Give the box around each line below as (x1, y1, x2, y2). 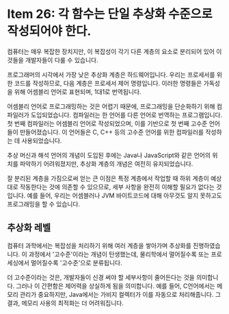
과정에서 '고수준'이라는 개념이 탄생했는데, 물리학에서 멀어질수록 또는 (28, 250, 210, 258)
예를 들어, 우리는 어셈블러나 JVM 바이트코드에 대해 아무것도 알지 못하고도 (27, 191, 222, 200)
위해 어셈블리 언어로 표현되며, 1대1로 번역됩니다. (14, 87, 142, 96)
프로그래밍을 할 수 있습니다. (7, 200, 81, 208)
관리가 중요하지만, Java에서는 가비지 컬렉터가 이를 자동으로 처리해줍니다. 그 (19, 290, 221, 298)
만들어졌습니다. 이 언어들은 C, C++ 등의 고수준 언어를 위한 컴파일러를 (19, 128, 204, 136)
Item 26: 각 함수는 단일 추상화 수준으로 (7, 6, 213, 22)
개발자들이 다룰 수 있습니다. (25, 56, 98, 64)
